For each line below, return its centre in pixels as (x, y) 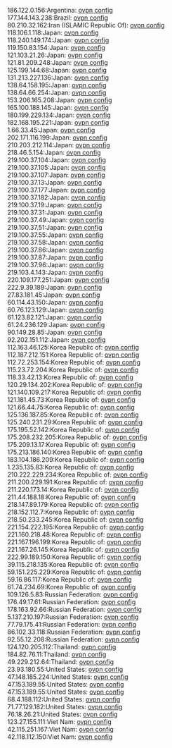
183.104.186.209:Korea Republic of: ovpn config (76, 460)
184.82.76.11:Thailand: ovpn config (57, 654)
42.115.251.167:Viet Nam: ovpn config (60, 729)
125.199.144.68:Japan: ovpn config (57, 70)
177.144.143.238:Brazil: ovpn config (58, 18)
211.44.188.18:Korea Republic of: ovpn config (71, 497)
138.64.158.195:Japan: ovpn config (57, 85)
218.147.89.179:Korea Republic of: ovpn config (73, 504)
